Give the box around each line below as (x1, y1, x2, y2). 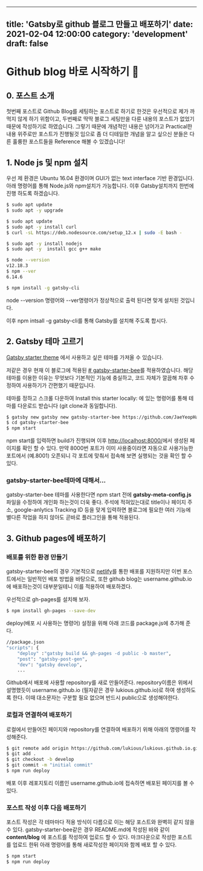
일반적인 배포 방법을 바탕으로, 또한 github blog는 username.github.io (27, 575, 192, 582)
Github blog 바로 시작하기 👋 (6, 65, 139, 79)
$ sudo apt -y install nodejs (6, 240, 83, 247)
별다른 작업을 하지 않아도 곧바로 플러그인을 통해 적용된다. (6, 514, 140, 521)
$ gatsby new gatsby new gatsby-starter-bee (6, 414, 120, 420)
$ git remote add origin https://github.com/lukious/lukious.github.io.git (6, 745, 201, 751)
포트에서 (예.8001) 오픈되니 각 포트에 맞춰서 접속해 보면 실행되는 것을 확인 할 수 (6, 452, 193, 460)
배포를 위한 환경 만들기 (6, 553, 68, 561)
